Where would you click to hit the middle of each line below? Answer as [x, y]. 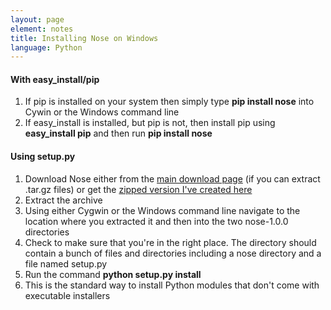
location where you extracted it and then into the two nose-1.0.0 [156, 221]
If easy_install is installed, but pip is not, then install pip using [150, 123]
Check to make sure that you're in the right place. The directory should [170, 242]
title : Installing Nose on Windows [84, 38]
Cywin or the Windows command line [102, 112]
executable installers [67, 295]
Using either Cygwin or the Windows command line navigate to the [162, 210]
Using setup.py [43, 157]
